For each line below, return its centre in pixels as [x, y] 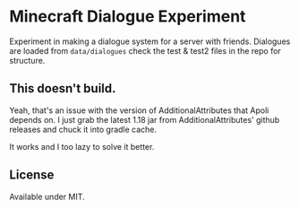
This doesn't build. [63, 88]
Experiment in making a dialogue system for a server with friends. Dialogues [150, 41]
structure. [27, 60]
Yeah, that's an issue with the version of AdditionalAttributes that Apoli [139, 110]
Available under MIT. [47, 196]
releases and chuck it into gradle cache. [83, 129]
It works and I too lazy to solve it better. [82, 146]
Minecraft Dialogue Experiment [128, 17]
